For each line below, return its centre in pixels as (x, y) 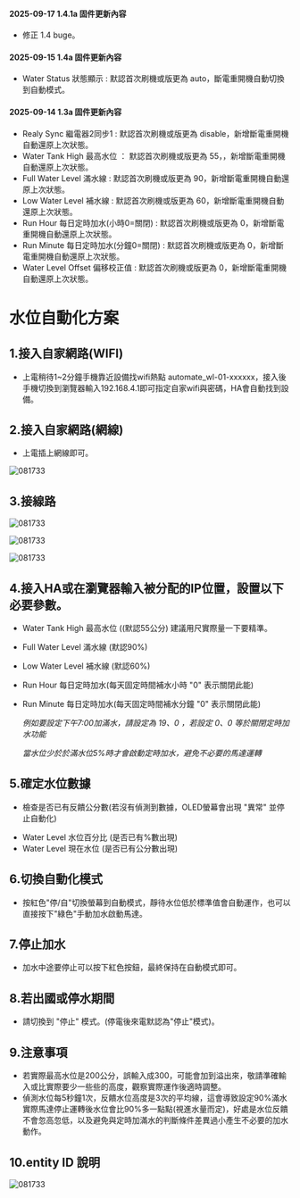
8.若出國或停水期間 (62, 998)
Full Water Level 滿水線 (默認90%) (85, 647)
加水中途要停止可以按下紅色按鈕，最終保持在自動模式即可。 (132, 968)
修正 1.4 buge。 (51, 35)
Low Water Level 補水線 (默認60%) (86, 666)
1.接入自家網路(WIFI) (66, 354)
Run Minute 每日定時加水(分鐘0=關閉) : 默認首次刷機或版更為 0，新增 (149, 245)
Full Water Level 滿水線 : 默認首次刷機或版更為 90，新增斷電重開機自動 (152, 178)
